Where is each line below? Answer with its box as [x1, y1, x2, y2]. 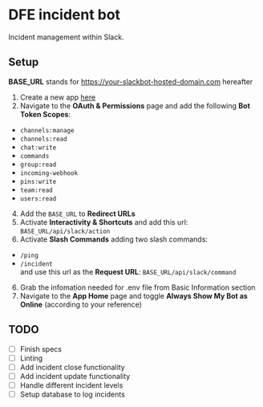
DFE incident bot [8, 6, 121, 24]
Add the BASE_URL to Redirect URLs [19, 209, 136, 218]
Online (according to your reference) [19, 299, 143, 309]
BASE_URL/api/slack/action [19, 227, 111, 235]
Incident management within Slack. [8, 32, 124, 42]
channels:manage [19, 126, 75, 134]
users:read [19, 194, 57, 202]
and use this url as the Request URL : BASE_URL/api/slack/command [19, 267, 237, 276]
